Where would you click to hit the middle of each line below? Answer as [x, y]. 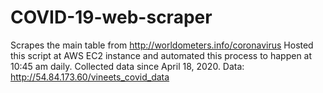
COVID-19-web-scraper [111, 17]
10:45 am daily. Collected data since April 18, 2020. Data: [127, 66]
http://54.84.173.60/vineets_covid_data [90, 77]
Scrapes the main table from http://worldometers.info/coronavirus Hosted [162, 45]
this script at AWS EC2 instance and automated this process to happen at [161, 55]
